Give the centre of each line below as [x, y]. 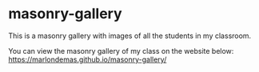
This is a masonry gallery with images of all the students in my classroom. [130, 36]
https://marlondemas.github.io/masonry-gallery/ [88, 59]
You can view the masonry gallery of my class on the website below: [121, 51]
